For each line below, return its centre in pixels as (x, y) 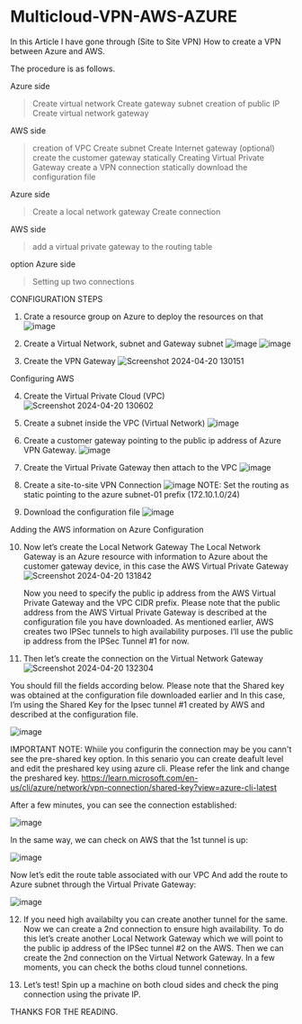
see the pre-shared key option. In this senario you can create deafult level (147, 758)
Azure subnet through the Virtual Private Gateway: (103, 884)
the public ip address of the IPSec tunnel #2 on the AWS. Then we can (153, 947)
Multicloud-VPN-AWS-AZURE (124, 17)
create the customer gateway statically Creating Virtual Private (148, 157)
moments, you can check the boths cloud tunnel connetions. (135, 967)
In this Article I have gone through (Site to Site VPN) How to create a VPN (146, 41)
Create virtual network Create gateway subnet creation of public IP (156, 103)
